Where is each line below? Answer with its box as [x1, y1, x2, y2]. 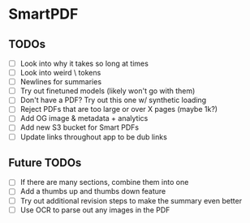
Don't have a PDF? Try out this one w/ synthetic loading [19, 95, 207, 105]
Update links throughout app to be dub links [19, 131, 168, 142]
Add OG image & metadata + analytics [19, 114, 149, 123]
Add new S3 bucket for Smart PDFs [19, 122, 140, 132]
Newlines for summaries [19, 77, 102, 87]
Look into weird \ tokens [19, 68, 101, 78]
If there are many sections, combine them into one [19, 178, 189, 187]
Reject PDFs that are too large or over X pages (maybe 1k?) [19, 105, 218, 114]
